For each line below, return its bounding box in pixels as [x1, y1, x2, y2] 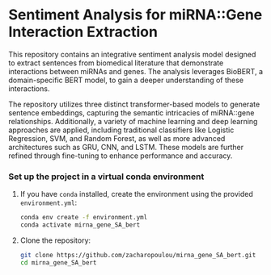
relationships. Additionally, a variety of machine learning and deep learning [8, 116, 258, 126]
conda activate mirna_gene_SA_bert [19, 221, 141, 229]
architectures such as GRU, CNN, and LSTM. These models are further [8, 142, 244, 152]
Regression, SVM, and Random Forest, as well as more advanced [8, 133, 226, 143]
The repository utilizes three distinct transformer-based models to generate [8, 99, 260, 109]
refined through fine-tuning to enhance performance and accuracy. [8, 151, 233, 160]
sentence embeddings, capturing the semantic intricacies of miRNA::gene [8, 107, 255, 118]
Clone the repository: [19, 235, 91, 245]
